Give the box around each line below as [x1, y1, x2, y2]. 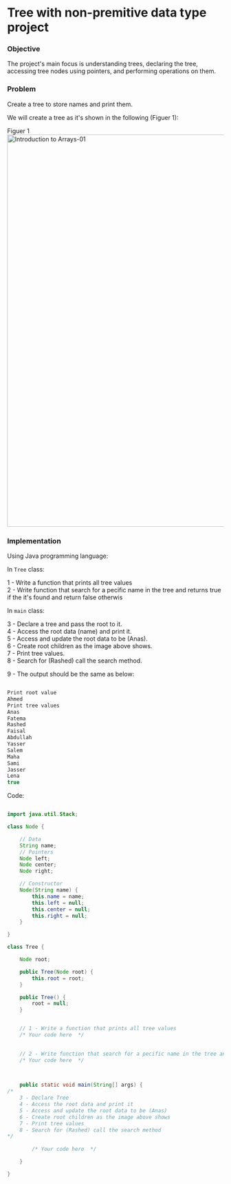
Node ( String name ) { [19, 887, 78, 894]
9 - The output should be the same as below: [7, 670, 135, 679]
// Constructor [19, 881, 63, 887]
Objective [7, 44, 41, 54]
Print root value [7, 690, 57, 696]
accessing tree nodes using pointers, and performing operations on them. [7, 67, 217, 75]
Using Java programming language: [7, 552, 109, 560]
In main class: [7, 607, 45, 615]
